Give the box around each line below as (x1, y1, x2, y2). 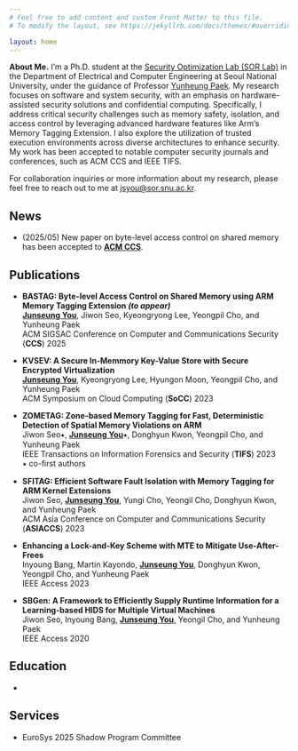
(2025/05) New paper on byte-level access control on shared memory (21, 232, 279, 243)
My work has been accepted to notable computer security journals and (9, 147, 269, 157)
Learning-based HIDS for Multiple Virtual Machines (21, 605, 216, 615)
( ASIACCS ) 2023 (21, 523, 85, 533)
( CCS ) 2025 (21, 339, 67, 348)
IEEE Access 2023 (21, 579, 90, 588)
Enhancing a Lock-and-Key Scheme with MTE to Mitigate (21, 540, 238, 551)
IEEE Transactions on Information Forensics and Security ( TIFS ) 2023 (21, 449, 277, 459)
